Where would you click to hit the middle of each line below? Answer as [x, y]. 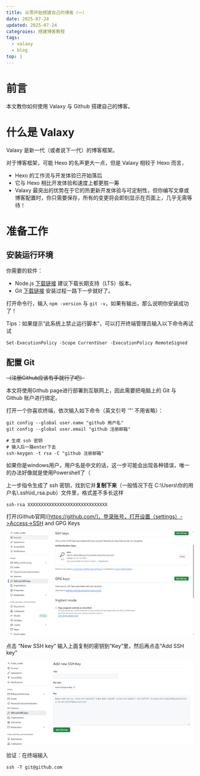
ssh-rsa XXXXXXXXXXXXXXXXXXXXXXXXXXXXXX [57, 505]
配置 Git [21, 363]
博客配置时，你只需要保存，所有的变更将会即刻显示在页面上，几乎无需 [101, 198]
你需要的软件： [24, 270]
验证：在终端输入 [27, 755]
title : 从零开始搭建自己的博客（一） [47, 12]
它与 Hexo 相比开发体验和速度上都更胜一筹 [67, 183]
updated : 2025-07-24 [32, 25]
